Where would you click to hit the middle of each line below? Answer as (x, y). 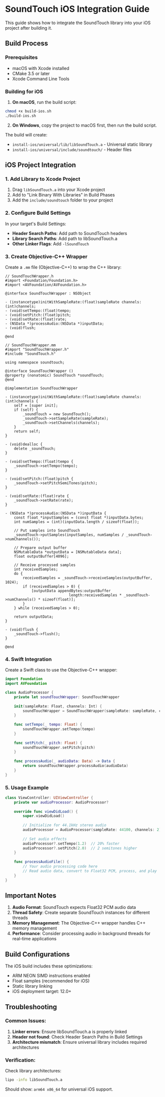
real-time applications (34, 939)
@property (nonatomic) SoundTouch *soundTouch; (55, 375)
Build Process (27, 44)
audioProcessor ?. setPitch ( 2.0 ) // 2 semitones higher (80, 848)
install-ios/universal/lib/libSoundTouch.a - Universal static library (82, 144)
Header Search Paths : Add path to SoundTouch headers (70, 233)
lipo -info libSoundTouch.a (34, 1080)
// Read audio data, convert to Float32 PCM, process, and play (90, 871)
